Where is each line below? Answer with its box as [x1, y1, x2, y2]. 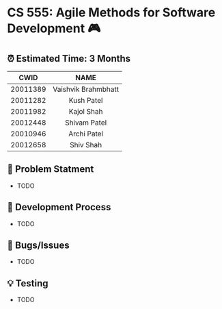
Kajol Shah [68, 107, 103, 116]
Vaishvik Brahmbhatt [53, 84, 120, 94]
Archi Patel [68, 129, 104, 138]
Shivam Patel [64, 118, 107, 127]
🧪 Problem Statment [7, 163, 94, 175]
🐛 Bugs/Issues [7, 240, 70, 251]
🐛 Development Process [7, 201, 111, 213]
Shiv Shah [69, 140, 102, 149]
